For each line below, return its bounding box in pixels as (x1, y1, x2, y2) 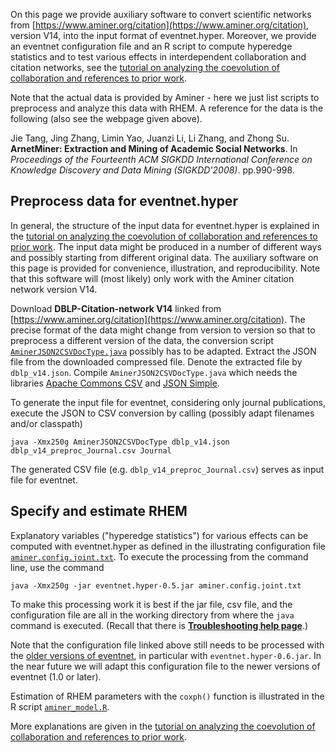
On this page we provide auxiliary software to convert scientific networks (10, 9, 312, 20)
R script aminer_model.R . (10, 700, 110, 713)
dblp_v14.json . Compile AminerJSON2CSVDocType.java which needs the (10, 366, 298, 378)
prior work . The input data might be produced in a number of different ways (10, 240, 322, 253)
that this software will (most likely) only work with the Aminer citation (10, 272, 295, 284)
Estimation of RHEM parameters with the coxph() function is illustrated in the (10, 690, 325, 702)
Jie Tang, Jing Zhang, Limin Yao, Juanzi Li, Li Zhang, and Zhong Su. (10, 132, 290, 144)
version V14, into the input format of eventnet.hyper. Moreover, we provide (10, 30, 317, 41)
